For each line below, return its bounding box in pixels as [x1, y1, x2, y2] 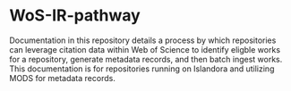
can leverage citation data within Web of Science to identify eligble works [9, 44, 280, 54]
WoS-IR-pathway [9, 5, 141, 26]
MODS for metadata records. [9, 72, 116, 83]
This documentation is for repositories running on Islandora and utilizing [9, 63, 275, 74]
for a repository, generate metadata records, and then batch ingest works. [9, 54, 283, 64]
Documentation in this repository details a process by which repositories [9, 35, 277, 45]
